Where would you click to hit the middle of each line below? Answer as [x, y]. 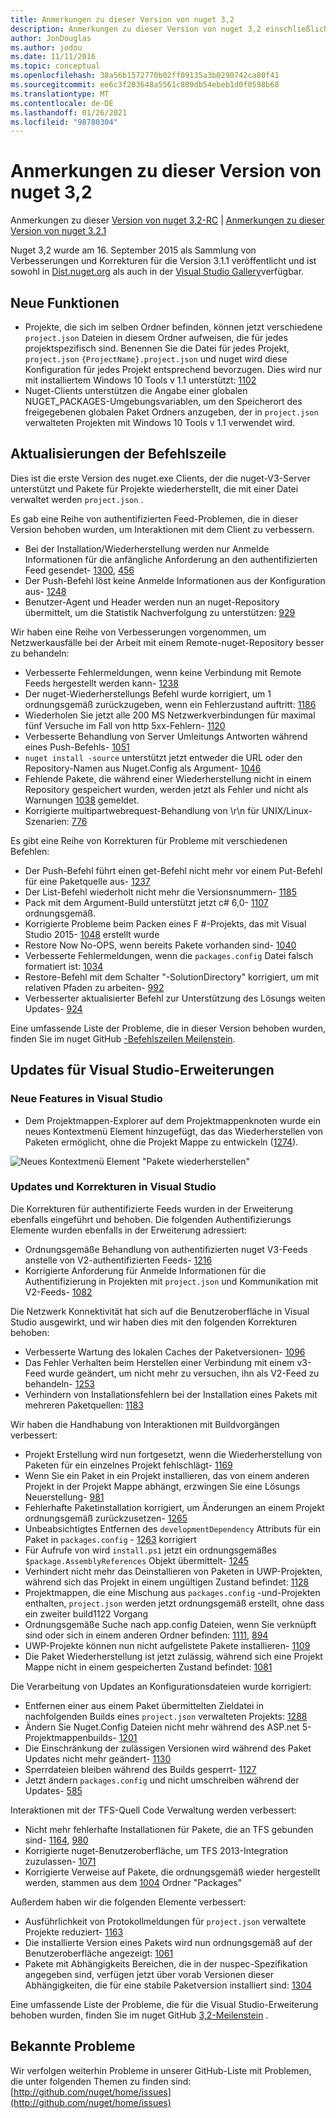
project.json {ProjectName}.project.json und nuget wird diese [156, 359]
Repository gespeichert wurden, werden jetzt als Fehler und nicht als [166, 789]
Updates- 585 [53, 1790]
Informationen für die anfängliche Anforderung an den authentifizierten [171, 559]
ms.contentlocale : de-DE [62, 103]
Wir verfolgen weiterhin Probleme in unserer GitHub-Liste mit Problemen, [161, 2070]
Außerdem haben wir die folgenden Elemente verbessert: [128, 1902]
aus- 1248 [45, 591]
